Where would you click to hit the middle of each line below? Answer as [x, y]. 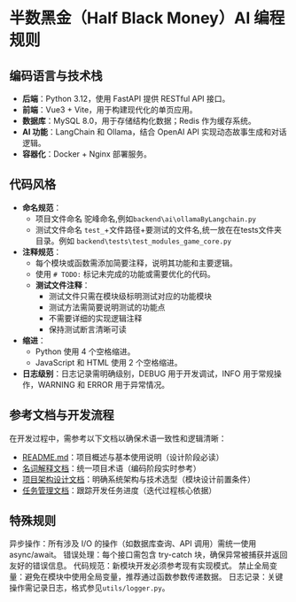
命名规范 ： [42, 207]
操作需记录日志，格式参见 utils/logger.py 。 [90, 588]
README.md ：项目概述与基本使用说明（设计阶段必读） [123, 457]
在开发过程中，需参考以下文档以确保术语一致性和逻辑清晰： [118, 438]
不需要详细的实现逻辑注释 [95, 318]
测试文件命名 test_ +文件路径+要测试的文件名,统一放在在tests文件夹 [158, 229]
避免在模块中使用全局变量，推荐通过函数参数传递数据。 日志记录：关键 [154, 577]
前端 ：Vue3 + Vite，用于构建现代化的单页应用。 [109, 110]
